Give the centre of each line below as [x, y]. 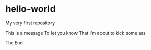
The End [14, 43]
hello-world [31, 9]
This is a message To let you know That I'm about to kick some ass [76, 33]
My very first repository [30, 23]
